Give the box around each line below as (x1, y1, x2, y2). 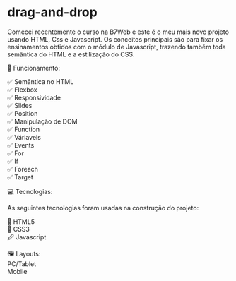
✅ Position (7, 109, 38, 117)
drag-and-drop (7, 4, 98, 20)
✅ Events (7, 140, 35, 149)
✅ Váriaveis (7, 133, 41, 141)
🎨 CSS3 (7, 225, 30, 233)
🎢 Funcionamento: (7, 64, 60, 72)
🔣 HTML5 (7, 217, 35, 226)
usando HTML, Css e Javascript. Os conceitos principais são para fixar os (7, 35, 223, 43)
